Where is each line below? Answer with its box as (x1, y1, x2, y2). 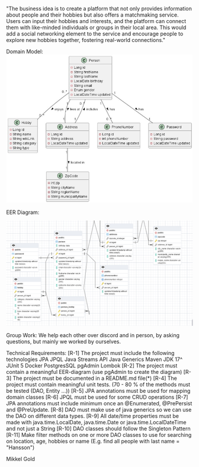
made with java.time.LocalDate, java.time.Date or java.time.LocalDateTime (6, 419, 187, 426)
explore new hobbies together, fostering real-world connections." (6, 37, 166, 43)
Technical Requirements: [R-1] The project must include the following (6, 350, 175, 357)
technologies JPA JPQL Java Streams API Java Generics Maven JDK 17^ (6, 356, 183, 363)
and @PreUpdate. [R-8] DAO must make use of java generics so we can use (6, 406, 192, 414)
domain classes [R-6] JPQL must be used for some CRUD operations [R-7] (6, 394, 188, 401)
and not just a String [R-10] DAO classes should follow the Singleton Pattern (6, 425, 191, 432)
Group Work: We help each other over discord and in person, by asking (6, 332, 179, 339)
